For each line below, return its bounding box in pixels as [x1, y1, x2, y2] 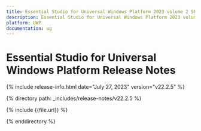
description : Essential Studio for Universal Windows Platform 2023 [6, 14, 181, 20]
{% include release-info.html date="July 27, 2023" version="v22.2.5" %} [6, 83, 185, 91]
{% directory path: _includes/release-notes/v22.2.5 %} [6, 95, 142, 102]
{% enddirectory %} [6, 118, 56, 125]
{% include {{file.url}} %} [6, 107, 68, 114]
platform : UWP [6, 20, 42, 26]
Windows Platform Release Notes [6, 64, 176, 77]
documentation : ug [6, 25, 52, 32]
